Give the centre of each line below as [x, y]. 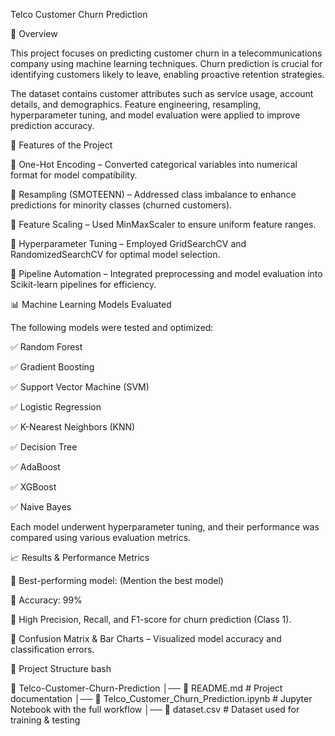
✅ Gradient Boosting [52, 367]
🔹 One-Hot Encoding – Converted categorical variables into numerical [154, 164]
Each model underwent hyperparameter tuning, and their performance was [165, 527]
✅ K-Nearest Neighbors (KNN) [73, 427]
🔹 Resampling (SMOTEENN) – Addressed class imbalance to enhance [153, 194]
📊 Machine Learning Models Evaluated [91, 304]
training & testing [45, 720]
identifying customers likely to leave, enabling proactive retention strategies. [167, 74]
